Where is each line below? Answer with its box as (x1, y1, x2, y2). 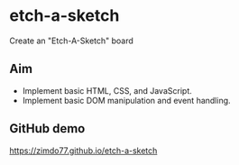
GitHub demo (9, 121, 86, 136)
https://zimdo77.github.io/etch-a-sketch (9, 145, 158, 156)
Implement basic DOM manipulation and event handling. (22, 95, 232, 105)
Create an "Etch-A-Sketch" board (9, 35, 133, 46)
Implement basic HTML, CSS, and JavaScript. (22, 85, 192, 96)
